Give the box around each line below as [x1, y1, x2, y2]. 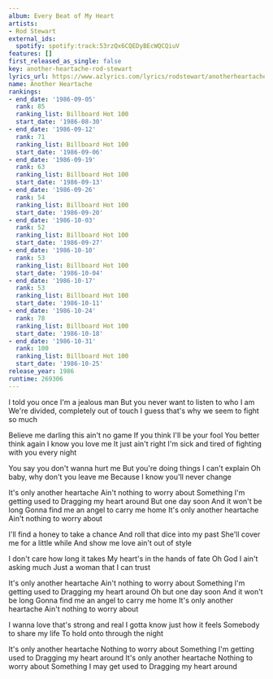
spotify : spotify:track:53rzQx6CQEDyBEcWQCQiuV [15, 42, 180, 50]
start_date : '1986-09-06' [15, 148, 104, 156]
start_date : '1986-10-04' [15, 269, 104, 277]
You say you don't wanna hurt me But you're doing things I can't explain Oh [8, 463, 262, 472]
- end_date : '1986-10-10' [8, 246, 96, 255]
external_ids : [8, 34, 57, 43]
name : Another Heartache [8, 80, 93, 88]
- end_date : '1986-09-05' [8, 95, 96, 103]
